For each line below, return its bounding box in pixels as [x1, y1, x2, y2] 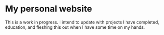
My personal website [5, 3, 93, 14]
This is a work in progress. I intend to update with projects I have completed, [5, 19, 160, 25]
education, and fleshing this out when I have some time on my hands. [5, 24, 145, 30]
